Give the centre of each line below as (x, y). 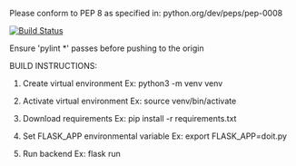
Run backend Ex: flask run (71, 154)
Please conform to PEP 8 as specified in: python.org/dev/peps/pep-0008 (146, 13)
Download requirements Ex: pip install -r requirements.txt (129, 118)
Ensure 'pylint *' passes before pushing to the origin (107, 48)
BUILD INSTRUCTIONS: (54, 66)
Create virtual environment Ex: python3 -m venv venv (123, 83)
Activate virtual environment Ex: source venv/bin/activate (129, 101)
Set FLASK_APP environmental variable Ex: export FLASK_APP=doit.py (155, 136)
